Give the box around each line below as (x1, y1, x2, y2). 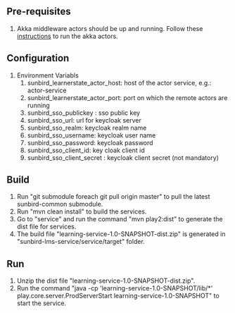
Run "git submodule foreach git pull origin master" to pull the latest (16, 192, 210, 201)
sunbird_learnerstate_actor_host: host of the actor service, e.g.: (27, 78, 212, 87)
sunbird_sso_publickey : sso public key (27, 109, 141, 117)
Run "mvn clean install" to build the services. (16, 207, 147, 216)
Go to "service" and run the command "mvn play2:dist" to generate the (16, 215, 223, 223)
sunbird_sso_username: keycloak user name (27, 130, 156, 140)
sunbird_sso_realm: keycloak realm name (27, 123, 147, 132)
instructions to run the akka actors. (16, 32, 118, 40)
